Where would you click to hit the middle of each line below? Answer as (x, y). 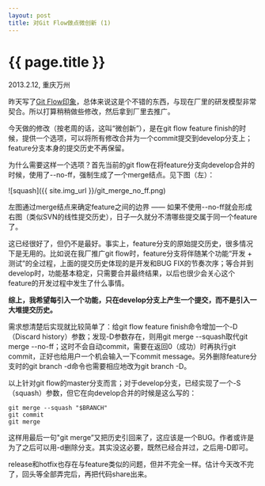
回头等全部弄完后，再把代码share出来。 (87, 474)
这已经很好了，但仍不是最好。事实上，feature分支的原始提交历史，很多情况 (131, 244)
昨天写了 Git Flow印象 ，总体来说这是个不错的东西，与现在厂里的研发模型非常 (132, 102)
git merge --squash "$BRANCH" (58, 408)
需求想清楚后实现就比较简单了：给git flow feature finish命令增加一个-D (123, 327)
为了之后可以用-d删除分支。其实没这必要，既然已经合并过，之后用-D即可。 (131, 447)
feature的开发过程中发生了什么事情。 (68, 283)
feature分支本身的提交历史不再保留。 (68, 148)
